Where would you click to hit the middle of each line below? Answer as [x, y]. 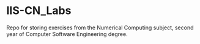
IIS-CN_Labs [39, 11]
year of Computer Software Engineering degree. [67, 34]
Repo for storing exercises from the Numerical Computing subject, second [100, 28]
